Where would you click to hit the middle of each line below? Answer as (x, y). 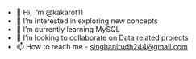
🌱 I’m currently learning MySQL (68, 29)
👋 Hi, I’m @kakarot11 (50, 12)
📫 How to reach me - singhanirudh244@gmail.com (102, 47)
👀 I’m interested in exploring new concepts (87, 21)
